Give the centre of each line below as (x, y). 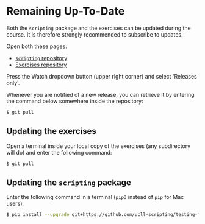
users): (15, 204)
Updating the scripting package (69, 182)
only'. (13, 83)
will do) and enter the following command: (59, 152)
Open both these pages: (37, 46)
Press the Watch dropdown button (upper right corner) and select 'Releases (102, 76)
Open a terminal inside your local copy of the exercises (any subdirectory (99, 146)
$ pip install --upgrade (38, 215)
